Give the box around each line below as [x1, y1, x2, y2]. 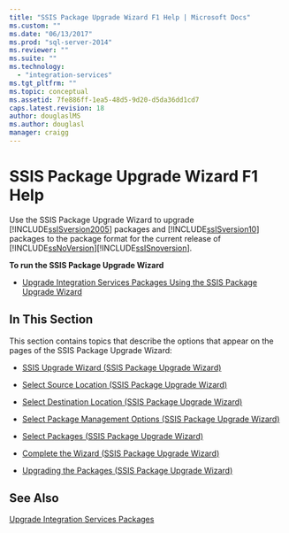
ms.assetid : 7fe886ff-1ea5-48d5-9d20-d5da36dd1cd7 [9, 95, 200, 104]
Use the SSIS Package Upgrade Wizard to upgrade [9, 214, 194, 225]
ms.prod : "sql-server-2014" [9, 37, 113, 47]
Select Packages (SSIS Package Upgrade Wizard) [21, 430, 204, 441]
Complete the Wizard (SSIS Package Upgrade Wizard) [21, 448, 220, 459]
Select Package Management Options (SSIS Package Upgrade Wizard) [21, 413, 280, 424]
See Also [9, 491, 59, 506]
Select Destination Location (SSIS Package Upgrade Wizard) [21, 396, 243, 407]
